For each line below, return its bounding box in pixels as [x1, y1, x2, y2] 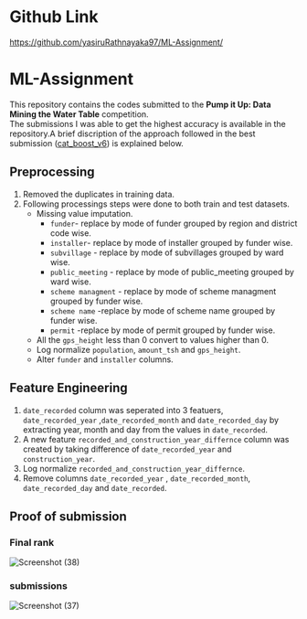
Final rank [9, 536, 55, 549]
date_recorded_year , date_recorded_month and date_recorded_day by [22, 414, 280, 425]
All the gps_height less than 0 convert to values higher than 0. [36, 334, 270, 345]
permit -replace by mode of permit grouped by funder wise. [49, 325, 276, 336]
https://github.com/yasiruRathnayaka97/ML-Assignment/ [9, 37, 224, 48]
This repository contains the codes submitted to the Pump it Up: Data [9, 99, 271, 110]
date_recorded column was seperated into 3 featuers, [22, 404, 224, 415]
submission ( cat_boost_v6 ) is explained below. [9, 137, 185, 148]
